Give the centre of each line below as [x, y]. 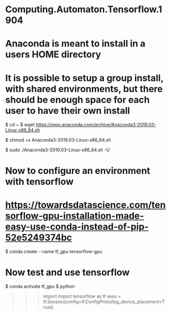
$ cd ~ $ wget [20, 125]
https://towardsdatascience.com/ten [85, 205]
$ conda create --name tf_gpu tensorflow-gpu [54, 252]
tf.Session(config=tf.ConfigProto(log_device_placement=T [104, 302]
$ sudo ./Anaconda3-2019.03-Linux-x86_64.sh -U [58, 150]
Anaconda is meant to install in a [76, 44]
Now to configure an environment [78, 171]
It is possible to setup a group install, [84, 78]
